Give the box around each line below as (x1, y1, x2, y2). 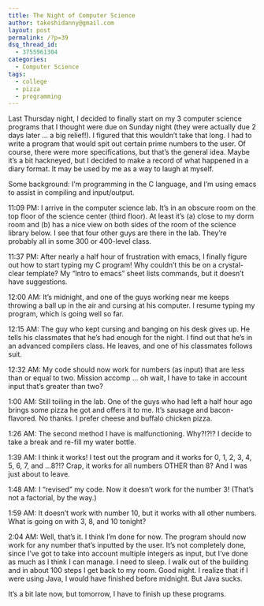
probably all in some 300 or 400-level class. (8, 237, 152, 246)
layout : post (8, 26, 51, 34)
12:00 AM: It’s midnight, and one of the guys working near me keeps (8, 293, 230, 302)
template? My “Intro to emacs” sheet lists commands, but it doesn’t (26, 269, 244, 279)
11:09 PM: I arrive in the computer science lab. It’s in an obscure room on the (8, 203, 256, 213)
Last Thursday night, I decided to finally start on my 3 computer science (8, 114, 242, 123)
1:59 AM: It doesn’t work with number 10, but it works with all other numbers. (8, 508, 258, 518)
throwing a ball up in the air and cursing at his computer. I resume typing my (8, 301, 255, 310)
